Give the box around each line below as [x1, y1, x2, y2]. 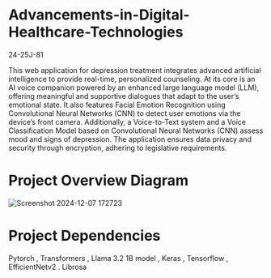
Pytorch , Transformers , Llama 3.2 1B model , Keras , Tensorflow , [8, 253, 229, 263]
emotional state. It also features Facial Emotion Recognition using [8, 100, 227, 109]
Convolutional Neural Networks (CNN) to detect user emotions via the [8, 108, 241, 118]
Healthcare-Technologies [8, 23, 184, 41]
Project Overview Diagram [8, 172, 188, 190]
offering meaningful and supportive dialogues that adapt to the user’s [8, 91, 239, 101]
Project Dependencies [8, 227, 161, 245]
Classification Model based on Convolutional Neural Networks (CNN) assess [8, 126, 264, 135]
